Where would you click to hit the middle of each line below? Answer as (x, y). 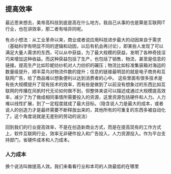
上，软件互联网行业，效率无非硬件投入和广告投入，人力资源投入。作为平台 (83, 133)
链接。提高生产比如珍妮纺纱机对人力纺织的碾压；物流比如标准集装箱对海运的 (85, 65)
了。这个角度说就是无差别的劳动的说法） (48, 116)
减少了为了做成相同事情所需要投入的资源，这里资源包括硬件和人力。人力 (90, 97)
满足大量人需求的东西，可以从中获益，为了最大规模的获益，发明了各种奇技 (83, 52)
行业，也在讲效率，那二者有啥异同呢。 (45, 29)
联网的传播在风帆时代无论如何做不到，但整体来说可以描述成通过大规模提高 (83, 90)
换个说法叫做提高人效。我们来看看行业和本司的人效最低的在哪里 (72, 166)
